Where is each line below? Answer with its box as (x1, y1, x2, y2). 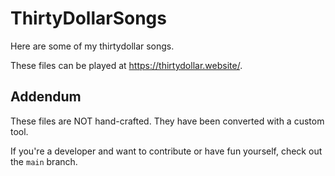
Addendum (10, 88, 82, 106)
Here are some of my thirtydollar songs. (10, 40, 175, 52)
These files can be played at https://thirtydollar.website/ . (10, 59, 243, 71)
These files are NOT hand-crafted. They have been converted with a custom (10, 115, 325, 127)
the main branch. (10, 155, 78, 167)
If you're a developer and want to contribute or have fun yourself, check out (10, 145, 323, 157)
